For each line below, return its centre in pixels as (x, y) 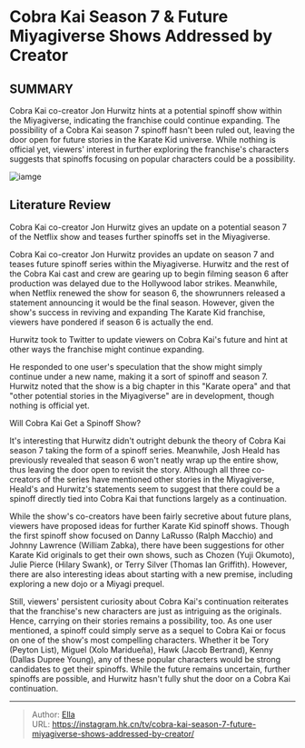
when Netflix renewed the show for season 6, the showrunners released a (148, 293)
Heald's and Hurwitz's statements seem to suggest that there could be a (145, 489)
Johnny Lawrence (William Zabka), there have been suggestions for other (147, 545)
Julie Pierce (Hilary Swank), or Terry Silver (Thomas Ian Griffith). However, (148, 564)
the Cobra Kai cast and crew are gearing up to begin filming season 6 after (149, 274)
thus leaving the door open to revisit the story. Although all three (130, 469)
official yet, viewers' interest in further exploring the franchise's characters (149, 149)
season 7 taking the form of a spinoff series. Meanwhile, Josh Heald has (145, 450)
